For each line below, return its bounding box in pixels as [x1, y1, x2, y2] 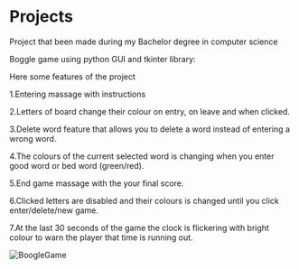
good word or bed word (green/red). [9, 160, 145, 171]
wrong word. [9, 133, 57, 144]
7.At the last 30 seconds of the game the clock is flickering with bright [9, 222, 269, 233]
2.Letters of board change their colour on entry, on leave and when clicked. [9, 106, 291, 116]
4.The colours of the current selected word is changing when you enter [9, 151, 275, 162]
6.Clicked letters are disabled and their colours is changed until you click [9, 195, 280, 206]
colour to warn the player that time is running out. [9, 232, 193, 243]
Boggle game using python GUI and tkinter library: [9, 53, 196, 64]
